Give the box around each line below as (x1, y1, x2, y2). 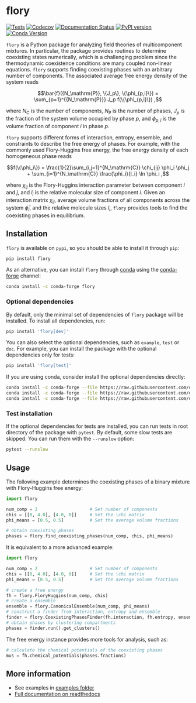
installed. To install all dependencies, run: (6, 317, 106, 324)
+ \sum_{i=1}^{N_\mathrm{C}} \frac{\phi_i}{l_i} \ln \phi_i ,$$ (27, 170, 169, 177)
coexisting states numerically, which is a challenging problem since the (6, 53, 177, 60)
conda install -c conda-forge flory (6, 284, 95, 290)
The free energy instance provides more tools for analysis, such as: (6, 636, 168, 643)
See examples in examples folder (14, 684, 94, 691)
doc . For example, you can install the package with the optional (6, 345, 157, 352)
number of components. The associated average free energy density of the (6, 72, 187, 79)
